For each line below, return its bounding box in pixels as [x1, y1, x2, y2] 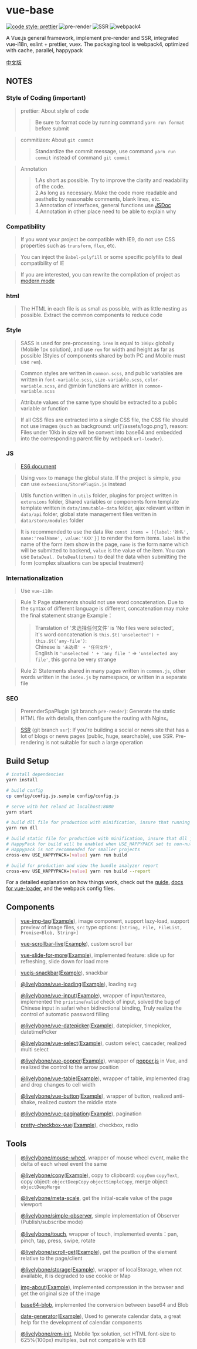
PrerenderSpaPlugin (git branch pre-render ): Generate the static [20, 708, 176, 715]
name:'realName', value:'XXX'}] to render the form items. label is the [20, 534, 191, 541]
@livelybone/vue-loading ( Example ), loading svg [20, 981, 137, 988]
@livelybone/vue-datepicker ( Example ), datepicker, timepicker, [20, 1022, 171, 1029]
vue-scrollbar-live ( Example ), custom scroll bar [20, 940, 133, 947]
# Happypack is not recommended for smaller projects [6, 847, 141, 852]
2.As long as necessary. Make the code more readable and [35, 189, 178, 196]
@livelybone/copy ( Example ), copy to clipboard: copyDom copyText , [20, 1172, 179, 1179]
